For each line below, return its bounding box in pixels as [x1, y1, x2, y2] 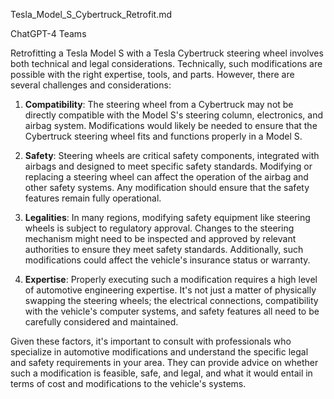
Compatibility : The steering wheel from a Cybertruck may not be [24, 99, 294, 110]
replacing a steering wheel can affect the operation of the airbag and [24, 171, 309, 183]
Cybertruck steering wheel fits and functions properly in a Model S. [24, 130, 303, 142]
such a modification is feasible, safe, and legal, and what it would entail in [10, 367, 313, 379]
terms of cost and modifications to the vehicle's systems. [10, 378, 247, 389]
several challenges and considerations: [10, 79, 172, 91]
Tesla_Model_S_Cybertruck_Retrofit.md [10, 9, 173, 20]
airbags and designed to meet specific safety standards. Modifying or [24, 160, 313, 172]
